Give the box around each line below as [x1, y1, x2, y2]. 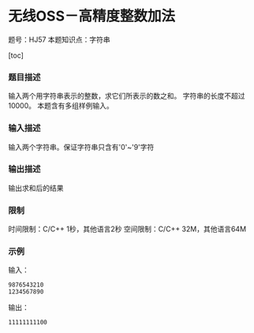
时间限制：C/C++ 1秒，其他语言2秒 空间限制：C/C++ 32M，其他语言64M [8, 224, 247, 234]
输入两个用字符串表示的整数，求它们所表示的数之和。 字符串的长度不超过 [8, 92, 245, 101]
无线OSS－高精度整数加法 [8, 7, 176, 25]
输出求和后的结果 [8, 183, 64, 193]
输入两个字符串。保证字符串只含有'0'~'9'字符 [8, 142, 155, 152]
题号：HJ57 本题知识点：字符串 [8, 35, 110, 44]
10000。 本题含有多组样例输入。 [8, 101, 114, 110]
